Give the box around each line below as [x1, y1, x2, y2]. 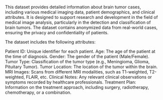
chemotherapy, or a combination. [5, 89, 72, 95]
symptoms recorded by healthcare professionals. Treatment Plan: [5, 79, 136, 85]
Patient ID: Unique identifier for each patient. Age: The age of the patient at [5, 48, 156, 54]
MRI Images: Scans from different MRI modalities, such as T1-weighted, [5, 69, 148, 74]
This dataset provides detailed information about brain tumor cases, [5, 4, 141, 10]
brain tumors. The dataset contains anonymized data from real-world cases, [5, 25, 158, 30]
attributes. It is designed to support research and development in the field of [5, 14, 158, 20]
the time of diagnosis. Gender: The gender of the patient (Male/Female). [5, 54, 149, 59]
